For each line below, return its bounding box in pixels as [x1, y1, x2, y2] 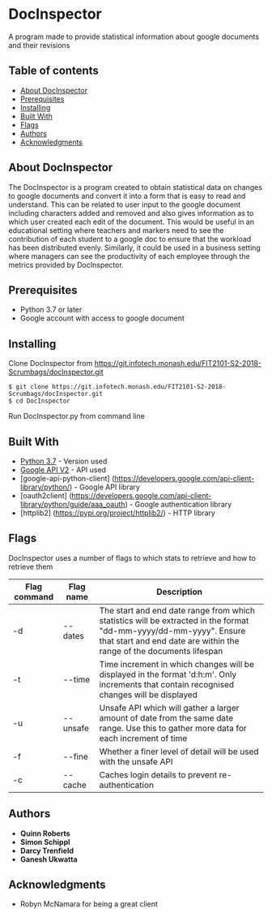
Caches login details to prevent [99, 768, 217, 780]
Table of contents [8, 64, 99, 78]
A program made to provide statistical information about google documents [8, 32, 260, 41]
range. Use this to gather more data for [99, 722, 247, 734]
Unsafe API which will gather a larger [99, 702, 240, 713]
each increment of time [99, 732, 188, 743]
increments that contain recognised [99, 678, 235, 690]
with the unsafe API [99, 756, 173, 767]
